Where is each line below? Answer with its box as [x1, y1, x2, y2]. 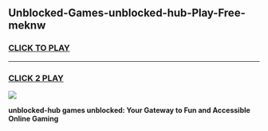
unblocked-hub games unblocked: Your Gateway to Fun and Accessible [8, 105, 251, 114]
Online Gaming [8, 114, 59, 123]
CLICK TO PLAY [8, 43, 70, 54]
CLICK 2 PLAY [8, 72, 64, 83]
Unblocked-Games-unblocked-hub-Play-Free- [8, 6, 246, 20]
